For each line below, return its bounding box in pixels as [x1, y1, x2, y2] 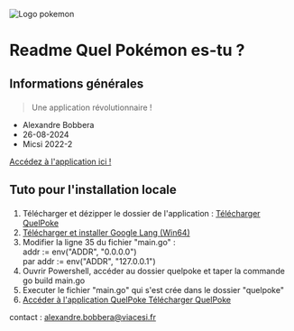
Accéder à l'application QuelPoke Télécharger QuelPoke [22, 294, 232, 305]
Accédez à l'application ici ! [9, 156, 112, 167]
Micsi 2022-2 [22, 138, 73, 149]
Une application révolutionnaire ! [31, 102, 152, 113]
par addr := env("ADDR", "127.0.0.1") [22, 255, 156, 266]
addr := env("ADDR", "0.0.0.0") [22, 246, 137, 257]
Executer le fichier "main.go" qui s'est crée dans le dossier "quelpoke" [22, 284, 284, 295]
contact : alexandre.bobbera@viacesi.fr [9, 311, 156, 322]
